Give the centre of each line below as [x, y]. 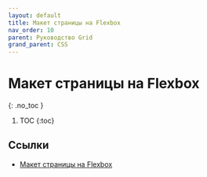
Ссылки [29, 145]
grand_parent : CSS [38, 45]
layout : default [34, 15]
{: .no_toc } [26, 105]
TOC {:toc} [37, 121]
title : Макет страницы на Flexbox [65, 23]
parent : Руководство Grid [50, 37]
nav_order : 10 [31, 30]
